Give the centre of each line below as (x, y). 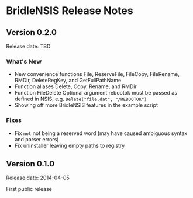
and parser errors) (37, 139)
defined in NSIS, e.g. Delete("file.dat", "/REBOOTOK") (81, 99)
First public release (29, 189)
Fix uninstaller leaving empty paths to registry (70, 145)
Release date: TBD (28, 46)
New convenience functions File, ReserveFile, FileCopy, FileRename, (97, 74)
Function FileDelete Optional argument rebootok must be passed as (96, 93)
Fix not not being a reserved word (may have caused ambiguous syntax (101, 133)
